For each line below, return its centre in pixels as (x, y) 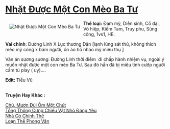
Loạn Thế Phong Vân (27, 121)
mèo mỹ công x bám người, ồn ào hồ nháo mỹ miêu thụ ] (65, 49)
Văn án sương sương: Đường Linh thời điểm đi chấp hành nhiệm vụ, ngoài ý (85, 59)
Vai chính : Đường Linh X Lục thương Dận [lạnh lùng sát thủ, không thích (81, 44)
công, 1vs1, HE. (99, 34)
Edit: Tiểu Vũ (19, 80)
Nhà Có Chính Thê (25, 116)
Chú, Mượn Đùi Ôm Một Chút (36, 105)
